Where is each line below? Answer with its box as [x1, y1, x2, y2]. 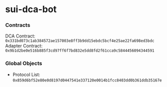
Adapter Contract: [5, 43, 43, 49]
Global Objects [5, 60, 42, 67]
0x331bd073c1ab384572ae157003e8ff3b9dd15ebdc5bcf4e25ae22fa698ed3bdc [5, 38, 155, 43]
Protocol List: [12, 71, 40, 77]
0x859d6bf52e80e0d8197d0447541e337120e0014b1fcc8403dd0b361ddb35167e [12, 77, 162, 83]
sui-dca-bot [5, 4, 57, 15]
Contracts [5, 22, 30, 29]
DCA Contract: [5, 33, 35, 39]
